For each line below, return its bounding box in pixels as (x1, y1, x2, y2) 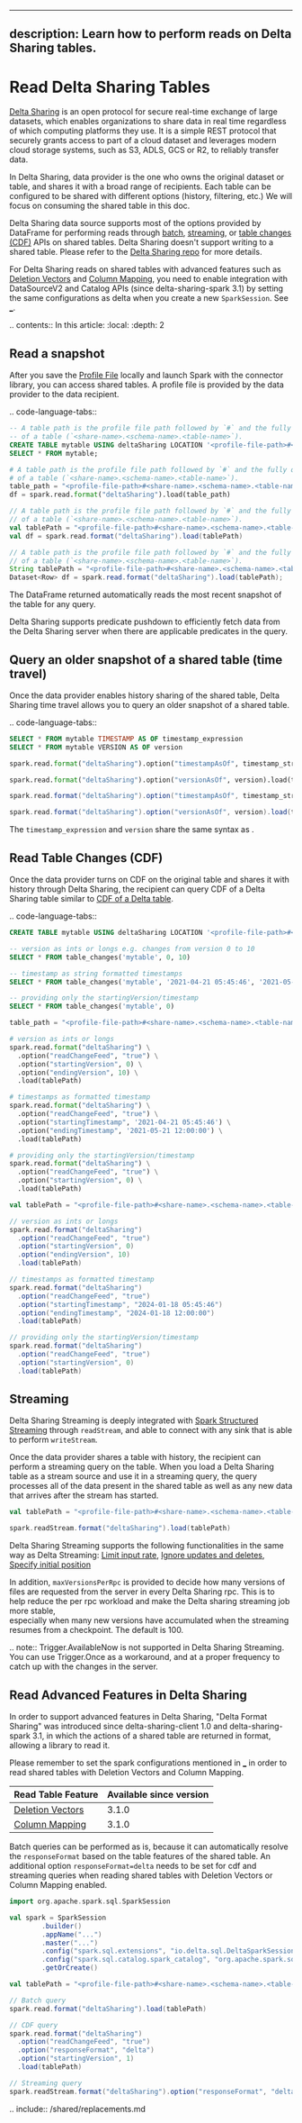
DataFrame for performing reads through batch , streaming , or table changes (9, 227, 292, 239)
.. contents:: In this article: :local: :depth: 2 (9, 320, 164, 331)
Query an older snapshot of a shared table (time (9, 652, 283, 667)
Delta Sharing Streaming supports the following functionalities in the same (9, 1540, 285, 1551)
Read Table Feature (13, 1789, 99, 1801)
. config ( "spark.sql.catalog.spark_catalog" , (41, 1955, 211, 1964)
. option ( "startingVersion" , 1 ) (17, 2055, 135, 2064)
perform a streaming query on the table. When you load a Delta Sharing (9, 1461, 274, 1473)
